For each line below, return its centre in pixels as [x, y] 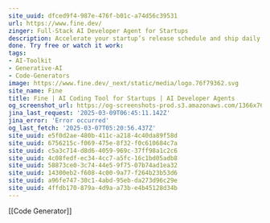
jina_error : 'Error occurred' [59, 121]
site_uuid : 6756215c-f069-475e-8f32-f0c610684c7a [93, 143]
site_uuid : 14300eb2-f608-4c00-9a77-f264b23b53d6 [93, 173]
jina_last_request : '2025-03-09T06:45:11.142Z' [90, 114]
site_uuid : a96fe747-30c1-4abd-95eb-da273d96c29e [93, 181]
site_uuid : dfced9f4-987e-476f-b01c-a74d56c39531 [93, 16]
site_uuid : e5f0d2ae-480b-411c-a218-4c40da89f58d [93, 135]
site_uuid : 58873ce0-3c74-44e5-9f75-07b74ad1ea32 [93, 166]
